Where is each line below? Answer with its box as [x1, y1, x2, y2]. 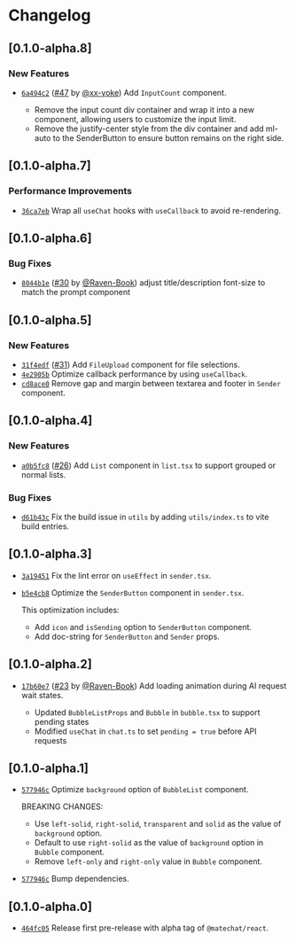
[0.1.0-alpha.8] [8, 41, 92, 56]
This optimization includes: [20, 604, 121, 615]
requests [34, 735, 67, 745]
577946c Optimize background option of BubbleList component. [20, 784, 249, 795]
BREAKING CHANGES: [20, 801, 104, 812]
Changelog [8, 5, 91, 26]
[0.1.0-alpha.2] [8, 657, 92, 672]
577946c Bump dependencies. [20, 874, 129, 884]
